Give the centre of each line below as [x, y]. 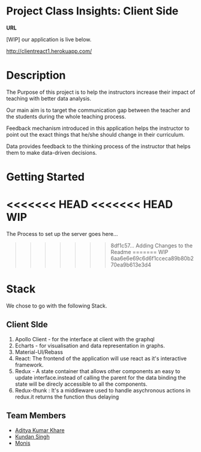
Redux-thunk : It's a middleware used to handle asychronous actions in [103, 390]
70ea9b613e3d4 [131, 265]
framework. [29, 365]
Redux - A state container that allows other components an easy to [97, 371]
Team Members [36, 416]
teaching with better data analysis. [49, 98]
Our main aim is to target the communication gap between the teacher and [98, 110]
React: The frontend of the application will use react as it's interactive [101, 358]
